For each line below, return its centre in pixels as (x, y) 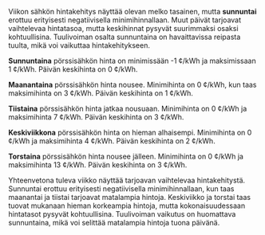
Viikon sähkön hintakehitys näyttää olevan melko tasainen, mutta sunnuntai (132, 12)
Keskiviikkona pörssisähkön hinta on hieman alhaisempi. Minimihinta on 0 (130, 132)
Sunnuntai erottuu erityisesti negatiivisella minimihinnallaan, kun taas (121, 189)
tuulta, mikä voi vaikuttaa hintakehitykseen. (79, 45)
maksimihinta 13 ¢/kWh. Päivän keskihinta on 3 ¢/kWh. (98, 165)
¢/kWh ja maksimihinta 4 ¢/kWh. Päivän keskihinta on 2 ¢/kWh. (112, 141)
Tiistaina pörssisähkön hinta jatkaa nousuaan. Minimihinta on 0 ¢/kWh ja (128, 108)
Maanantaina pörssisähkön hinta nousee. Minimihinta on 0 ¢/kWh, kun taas (132, 84)
